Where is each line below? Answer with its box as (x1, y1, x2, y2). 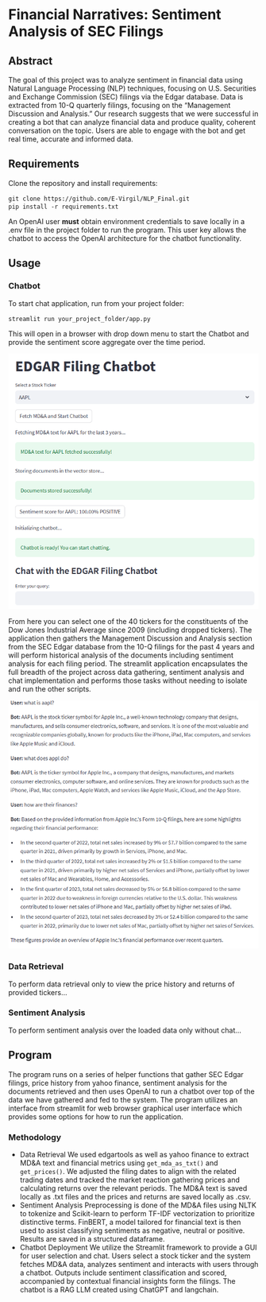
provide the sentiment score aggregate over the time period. (8, 337, 206, 347)
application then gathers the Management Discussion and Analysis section (8, 634, 253, 643)
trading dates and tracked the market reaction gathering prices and (19, 1175, 241, 1184)
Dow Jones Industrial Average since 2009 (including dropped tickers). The (8, 625, 253, 634)
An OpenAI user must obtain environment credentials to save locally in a (8, 216, 245, 226)
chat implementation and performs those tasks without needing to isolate (8, 676, 248, 685)
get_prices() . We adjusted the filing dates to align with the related (19, 1166, 237, 1176)
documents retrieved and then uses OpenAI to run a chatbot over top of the (8, 1087, 256, 1096)
